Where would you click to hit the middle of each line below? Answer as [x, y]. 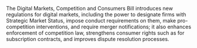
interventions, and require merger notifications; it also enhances [114, 27]
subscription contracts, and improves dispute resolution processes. [88, 39]
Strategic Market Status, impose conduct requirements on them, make [91, 21]
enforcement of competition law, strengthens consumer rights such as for [95, 33]
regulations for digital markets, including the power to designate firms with [96, 14]
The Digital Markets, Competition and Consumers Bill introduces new [90, 8]
